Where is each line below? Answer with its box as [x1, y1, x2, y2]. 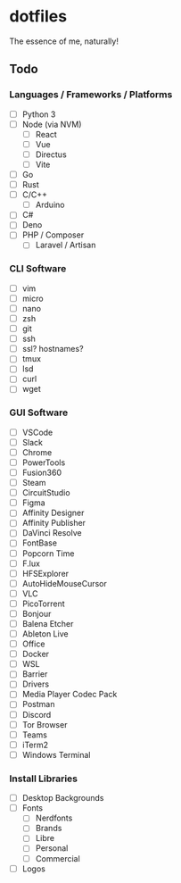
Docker [21, 649, 50, 660]
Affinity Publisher [21, 518, 86, 529]
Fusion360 [21, 467, 62, 479]
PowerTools [21, 457, 66, 468]
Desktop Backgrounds [21, 793, 104, 804]
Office [21, 638, 45, 649]
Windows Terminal [21, 749, 91, 760]
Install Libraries [9, 772, 78, 785]
